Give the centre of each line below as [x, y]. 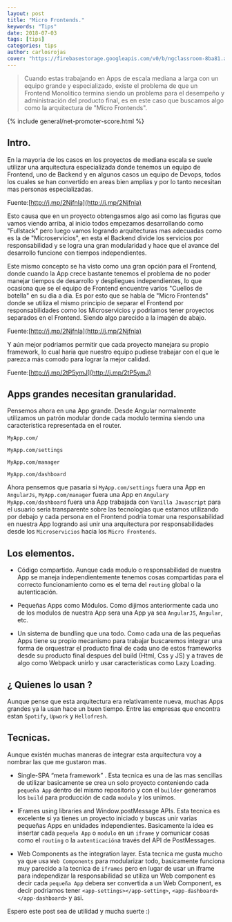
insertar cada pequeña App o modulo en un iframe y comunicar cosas [113, 833]
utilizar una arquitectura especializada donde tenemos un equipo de [104, 167]
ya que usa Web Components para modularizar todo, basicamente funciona [121, 861]
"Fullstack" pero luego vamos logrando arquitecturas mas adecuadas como [115, 230]
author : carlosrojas [37, 53]
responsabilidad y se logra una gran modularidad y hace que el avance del [113, 245]
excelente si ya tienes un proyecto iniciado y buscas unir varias [107, 818]
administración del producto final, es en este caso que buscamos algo [124, 100]
